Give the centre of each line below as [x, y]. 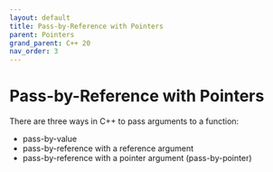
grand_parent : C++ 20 [50, 43]
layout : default [40, 18]
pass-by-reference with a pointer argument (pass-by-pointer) [137, 158]
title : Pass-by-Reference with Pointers [87, 26]
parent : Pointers [42, 34]
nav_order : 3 [34, 52]
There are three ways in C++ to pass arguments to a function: [124, 121]
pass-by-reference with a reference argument [108, 148]
